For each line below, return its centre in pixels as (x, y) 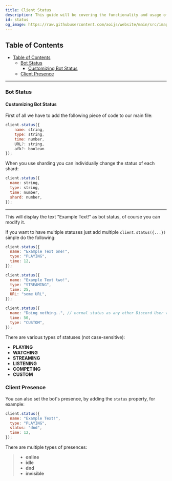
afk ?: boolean (29, 149)
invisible (35, 474)
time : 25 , (20, 289)
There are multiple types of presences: (46, 447)
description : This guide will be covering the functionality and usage (83, 15)
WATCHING (25, 352)
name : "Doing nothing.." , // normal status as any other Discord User (87, 313)
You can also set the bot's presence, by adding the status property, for (80, 398)
